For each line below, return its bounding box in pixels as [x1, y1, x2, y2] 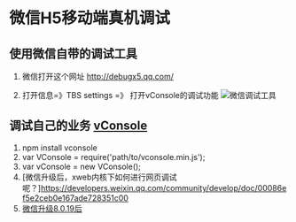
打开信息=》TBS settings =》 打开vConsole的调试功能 [21, 90, 219, 100]
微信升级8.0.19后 [21, 203, 82, 213]
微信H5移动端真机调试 [9, 8, 171, 28]
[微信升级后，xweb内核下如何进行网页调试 [21, 172, 177, 182]
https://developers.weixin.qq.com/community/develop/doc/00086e [40, 182, 287, 193]
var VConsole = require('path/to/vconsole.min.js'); [21, 151, 206, 162]
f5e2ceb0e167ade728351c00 [21, 192, 129, 203]
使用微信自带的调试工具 [9, 46, 137, 61]
